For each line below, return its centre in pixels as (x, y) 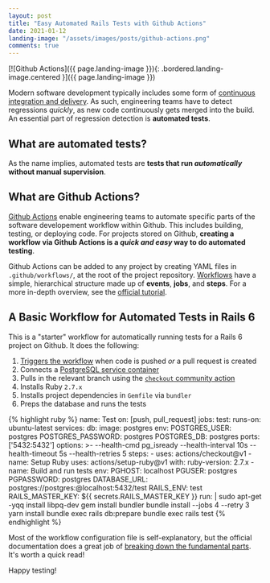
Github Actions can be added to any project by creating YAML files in (123, 266)
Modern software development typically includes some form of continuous (132, 93)
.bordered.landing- (192, 68)
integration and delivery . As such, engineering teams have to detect (121, 101)
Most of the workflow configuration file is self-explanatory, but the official (130, 537)
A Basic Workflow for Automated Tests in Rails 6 (132, 318)
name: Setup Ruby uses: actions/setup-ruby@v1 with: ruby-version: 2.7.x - (131, 462)
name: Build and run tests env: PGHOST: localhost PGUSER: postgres (123, 470)
